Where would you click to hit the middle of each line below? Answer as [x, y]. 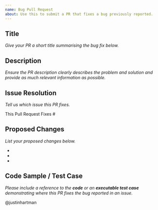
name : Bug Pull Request [29, 9]
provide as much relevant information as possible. [55, 78]
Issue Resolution [31, 93]
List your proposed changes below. [40, 141]
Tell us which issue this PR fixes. [38, 105]
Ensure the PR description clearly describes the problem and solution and [79, 72]
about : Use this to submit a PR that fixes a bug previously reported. [79, 14]
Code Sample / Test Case [44, 176]
